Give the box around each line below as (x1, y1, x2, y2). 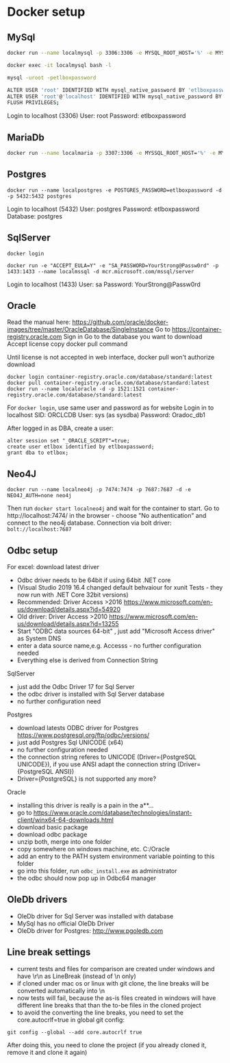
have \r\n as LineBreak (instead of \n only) (16, 972, 137, 980)
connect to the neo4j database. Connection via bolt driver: (7, 518, 172, 527)
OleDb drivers (7, 894, 68, 905)
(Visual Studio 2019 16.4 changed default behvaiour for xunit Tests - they (16, 584, 223, 591)
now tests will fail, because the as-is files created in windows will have (16, 994, 216, 1002)
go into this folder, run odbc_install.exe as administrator (16, 867, 177, 875)
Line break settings (7, 947, 91, 958)
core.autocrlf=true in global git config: (16, 1015, 125, 1024)
